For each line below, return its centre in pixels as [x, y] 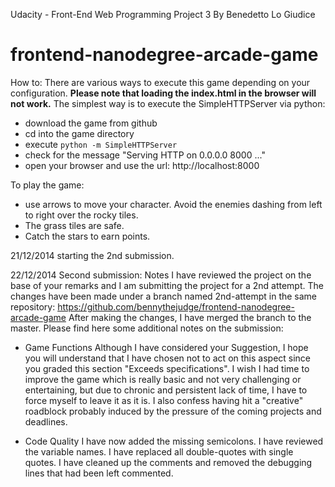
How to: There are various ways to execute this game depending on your [160, 82]
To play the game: [47, 185]
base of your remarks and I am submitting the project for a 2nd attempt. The [167, 285]
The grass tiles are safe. [74, 225]
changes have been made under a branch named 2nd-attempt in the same [164, 296]
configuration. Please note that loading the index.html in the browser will [163, 93]
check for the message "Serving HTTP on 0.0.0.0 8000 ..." [145, 155]
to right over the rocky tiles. [81, 215]
